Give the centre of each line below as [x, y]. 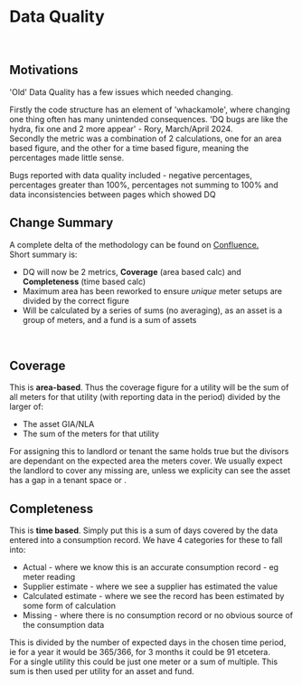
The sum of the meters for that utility [91, 434]
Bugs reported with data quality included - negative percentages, [131, 175]
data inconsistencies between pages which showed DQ [113, 194]
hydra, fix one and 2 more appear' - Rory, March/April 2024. [121, 128]
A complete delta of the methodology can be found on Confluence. [134, 244]
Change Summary [61, 223]
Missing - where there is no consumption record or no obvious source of [158, 615]
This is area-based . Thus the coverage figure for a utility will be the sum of [149, 387]
